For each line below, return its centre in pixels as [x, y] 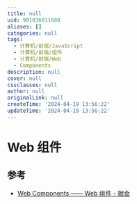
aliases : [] [24, 26]
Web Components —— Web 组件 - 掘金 [73, 193]
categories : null [32, 33]
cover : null [24, 78]
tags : [15, 40]
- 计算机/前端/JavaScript [48, 46]
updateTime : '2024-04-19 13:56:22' [59, 111]
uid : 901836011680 [34, 20]
